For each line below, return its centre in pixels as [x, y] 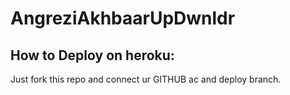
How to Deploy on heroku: [92, 55]
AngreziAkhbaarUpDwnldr [123, 18]
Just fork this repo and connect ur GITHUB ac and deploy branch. [146, 79]
